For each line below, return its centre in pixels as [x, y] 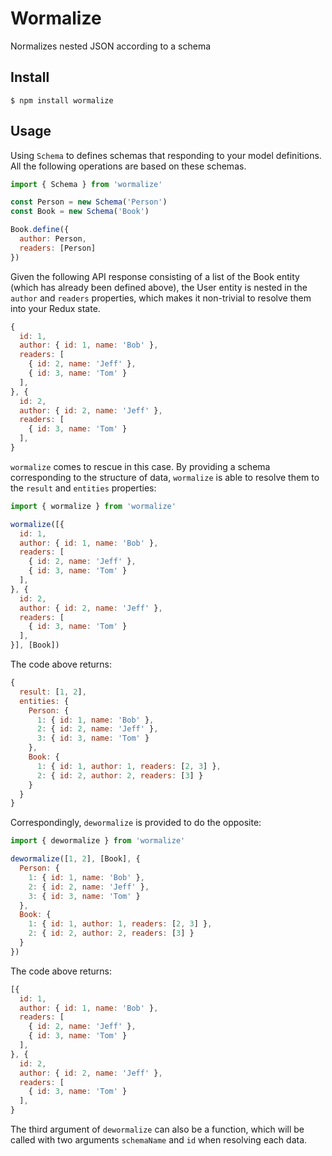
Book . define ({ [40, 230]
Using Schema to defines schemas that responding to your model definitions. [166, 155]
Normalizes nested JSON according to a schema [111, 46]
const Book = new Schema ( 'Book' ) [80, 212]
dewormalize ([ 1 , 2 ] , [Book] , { [75, 859]
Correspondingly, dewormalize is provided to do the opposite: [136, 823]
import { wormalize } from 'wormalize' [93, 506]
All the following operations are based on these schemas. [128, 166]
